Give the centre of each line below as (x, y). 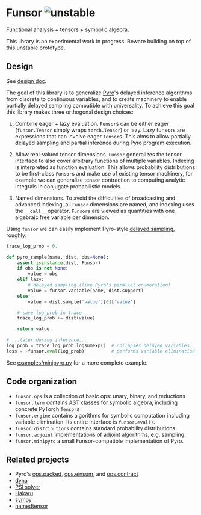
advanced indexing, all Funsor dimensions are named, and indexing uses (104, 204)
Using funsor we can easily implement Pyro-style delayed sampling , (91, 229)
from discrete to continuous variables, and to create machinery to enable (97, 99)
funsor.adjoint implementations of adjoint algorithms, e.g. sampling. (100, 434)
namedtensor (32, 506)
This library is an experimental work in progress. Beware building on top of (99, 41)
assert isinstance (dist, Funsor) (59, 263)
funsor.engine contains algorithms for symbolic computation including (102, 415)
